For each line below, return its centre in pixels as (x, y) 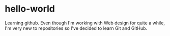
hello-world (30, 9)
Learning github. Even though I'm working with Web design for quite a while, (85, 23)
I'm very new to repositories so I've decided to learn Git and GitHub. (76, 28)
